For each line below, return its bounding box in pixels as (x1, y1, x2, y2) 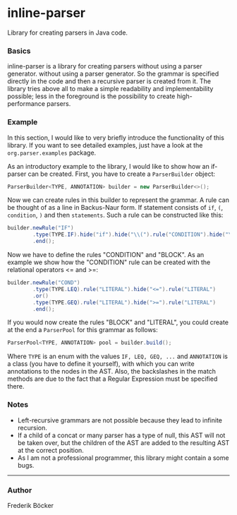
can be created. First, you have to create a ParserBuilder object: (28, 170, 215, 178)
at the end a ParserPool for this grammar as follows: (7, 326, 159, 334)
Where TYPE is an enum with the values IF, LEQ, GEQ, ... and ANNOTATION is (7, 352, 228, 361)
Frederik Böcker (7, 501, 54, 509)
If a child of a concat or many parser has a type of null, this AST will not (17, 431, 226, 439)
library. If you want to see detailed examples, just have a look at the (7, 141, 203, 149)
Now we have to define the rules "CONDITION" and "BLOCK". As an (7, 251, 205, 259)
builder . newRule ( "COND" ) (7, 279, 80, 287)
